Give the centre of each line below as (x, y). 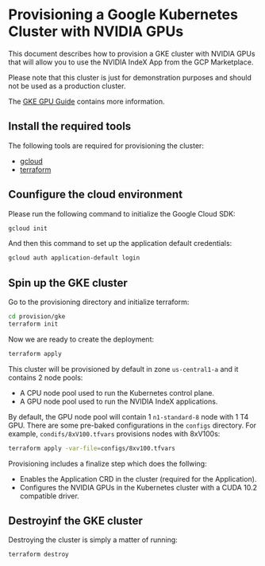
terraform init (33, 324)
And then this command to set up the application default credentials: (120, 244)
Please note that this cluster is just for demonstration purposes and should (130, 77)
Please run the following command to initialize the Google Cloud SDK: (122, 213)
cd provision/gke (37, 317)
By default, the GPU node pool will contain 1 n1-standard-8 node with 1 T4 (129, 416)
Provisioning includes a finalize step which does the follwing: (108, 463)
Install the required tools (70, 126)
